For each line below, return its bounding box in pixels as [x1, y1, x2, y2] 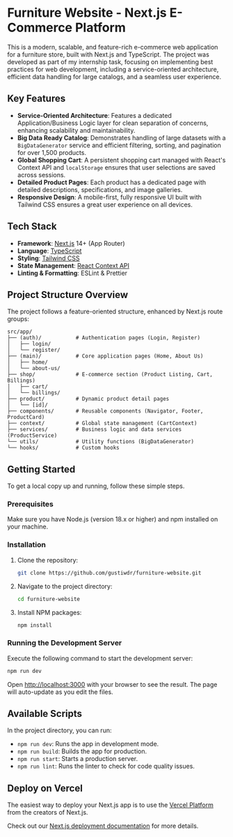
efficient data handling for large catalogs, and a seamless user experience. [7, 72, 221, 81]
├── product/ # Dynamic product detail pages [7, 396, 170, 403]
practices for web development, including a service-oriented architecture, [7, 65, 219, 73]
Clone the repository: [17, 556, 79, 564]
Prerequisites [7, 499, 54, 509]
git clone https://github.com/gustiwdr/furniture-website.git [17, 569, 202, 577]
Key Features [7, 93, 66, 105]
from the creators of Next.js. [7, 808, 88, 817]
